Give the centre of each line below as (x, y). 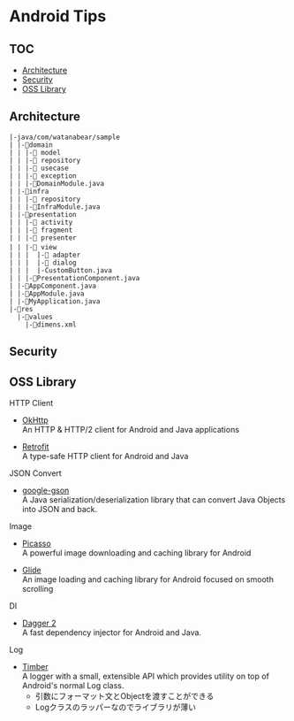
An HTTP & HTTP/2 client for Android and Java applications (131, 430)
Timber (35, 667)
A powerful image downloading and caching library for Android (136, 553)
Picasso (36, 544)
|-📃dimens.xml (51, 325)
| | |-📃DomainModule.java (57, 183)
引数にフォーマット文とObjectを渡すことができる (124, 696)
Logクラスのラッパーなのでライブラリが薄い (116, 707)
